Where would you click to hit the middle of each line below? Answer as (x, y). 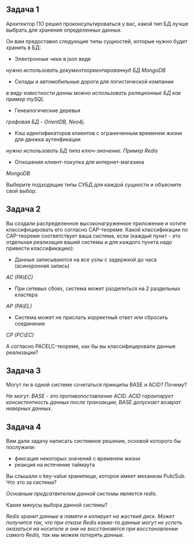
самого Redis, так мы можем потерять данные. (65, 535)
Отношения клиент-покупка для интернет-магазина (79, 162)
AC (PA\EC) (20, 277)
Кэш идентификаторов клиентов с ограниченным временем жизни (98, 133)
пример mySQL (25, 99)
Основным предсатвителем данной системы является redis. (82, 494)
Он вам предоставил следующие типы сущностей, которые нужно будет (97, 41)
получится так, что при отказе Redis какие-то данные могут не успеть (94, 522)
